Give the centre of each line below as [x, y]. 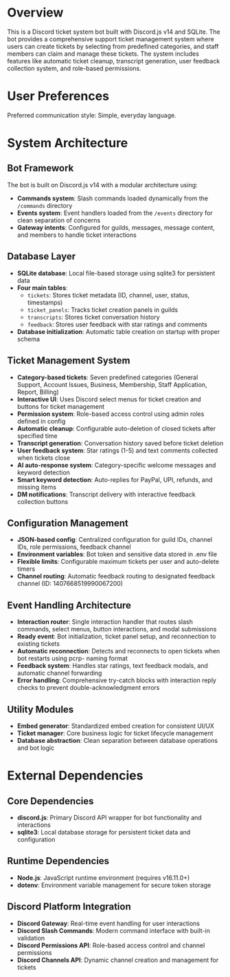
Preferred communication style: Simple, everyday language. [92, 115]
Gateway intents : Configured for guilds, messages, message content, [116, 227]
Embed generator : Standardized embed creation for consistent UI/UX [116, 726]
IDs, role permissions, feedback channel [74, 547]
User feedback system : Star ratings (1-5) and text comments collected [117, 450]
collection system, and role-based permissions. [74, 68]
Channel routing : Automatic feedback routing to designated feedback [116, 576]
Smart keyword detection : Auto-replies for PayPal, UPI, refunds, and [115, 479]
